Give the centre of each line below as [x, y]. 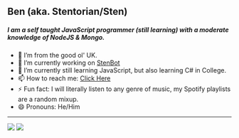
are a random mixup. [48, 100]
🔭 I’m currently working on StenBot [69, 63]
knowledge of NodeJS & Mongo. [56, 37]
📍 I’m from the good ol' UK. [57, 55]
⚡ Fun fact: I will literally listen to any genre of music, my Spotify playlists [124, 89]
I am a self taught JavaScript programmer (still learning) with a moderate [118, 30]
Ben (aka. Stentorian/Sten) [68, 12]
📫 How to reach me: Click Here [64, 78]
